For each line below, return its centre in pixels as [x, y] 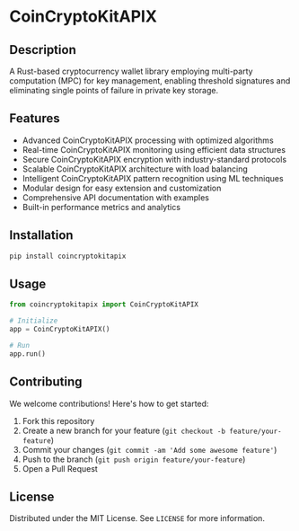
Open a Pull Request [60, 468]
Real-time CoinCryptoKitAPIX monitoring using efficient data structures [154, 149]
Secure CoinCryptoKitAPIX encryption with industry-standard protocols [154, 159]
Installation [41, 235]
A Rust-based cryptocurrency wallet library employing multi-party [131, 71]
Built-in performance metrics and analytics [101, 207]
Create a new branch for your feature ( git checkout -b [124, 430]
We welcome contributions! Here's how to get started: [109, 403]
